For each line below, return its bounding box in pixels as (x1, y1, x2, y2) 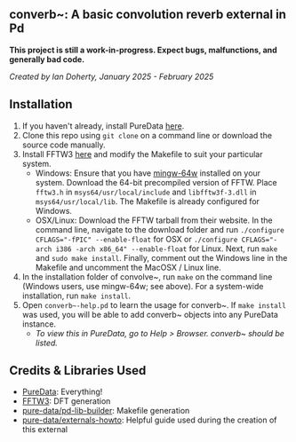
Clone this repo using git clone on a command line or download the (21, 130, 273, 140)
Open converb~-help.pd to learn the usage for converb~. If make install (21, 299, 286, 310)
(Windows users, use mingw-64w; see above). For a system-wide (21, 280, 264, 291)
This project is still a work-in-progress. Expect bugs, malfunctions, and (9, 44, 277, 55)
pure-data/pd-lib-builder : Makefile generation (21, 406, 190, 416)
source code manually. (21, 139, 106, 150)
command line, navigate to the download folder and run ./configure (35, 224, 284, 234)
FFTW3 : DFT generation (21, 396, 111, 406)
